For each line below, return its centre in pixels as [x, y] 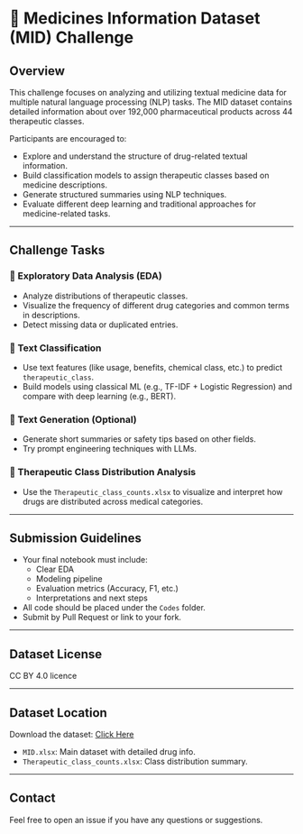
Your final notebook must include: [85, 560]
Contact [32, 798]
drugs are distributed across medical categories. [113, 501]
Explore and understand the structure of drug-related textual [135, 156]
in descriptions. [51, 315]
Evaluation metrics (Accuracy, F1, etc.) [107, 589]
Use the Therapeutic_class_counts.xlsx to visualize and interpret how [152, 491]
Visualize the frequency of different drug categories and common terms [156, 305]
